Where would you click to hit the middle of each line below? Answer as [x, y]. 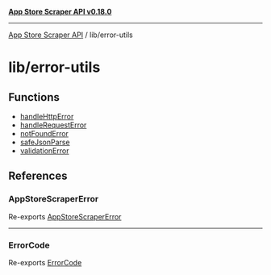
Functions [34, 97]
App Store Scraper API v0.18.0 [60, 12]
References [38, 176]
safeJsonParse [45, 142]
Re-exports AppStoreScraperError [65, 216]
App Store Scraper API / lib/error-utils [71, 35]
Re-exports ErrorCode [45, 262]
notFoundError [44, 133]
